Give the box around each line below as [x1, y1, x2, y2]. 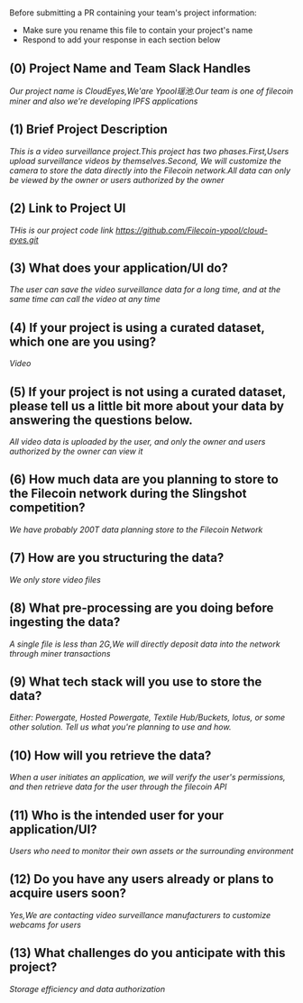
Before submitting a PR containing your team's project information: [9, 7, 257, 18]
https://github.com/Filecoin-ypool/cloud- [115, 225, 268, 235]
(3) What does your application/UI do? [9, 261, 228, 276]
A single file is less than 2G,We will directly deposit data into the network [9, 639, 281, 649]
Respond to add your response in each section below [22, 34, 221, 45]
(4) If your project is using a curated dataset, [9, 319, 265, 336]
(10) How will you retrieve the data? [9, 748, 212, 763]
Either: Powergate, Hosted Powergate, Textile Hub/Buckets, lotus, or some [9, 712, 286, 723]
